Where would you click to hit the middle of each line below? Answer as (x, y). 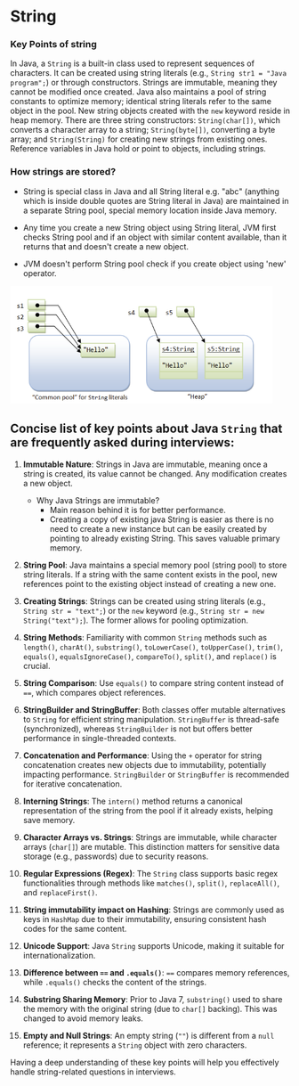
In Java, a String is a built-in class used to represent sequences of (132, 63)
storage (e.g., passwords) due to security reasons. (116, 856)
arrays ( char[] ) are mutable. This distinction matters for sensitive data (151, 846)
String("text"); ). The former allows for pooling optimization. (135, 620)
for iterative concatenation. (73, 784)
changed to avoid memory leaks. (83, 1018)
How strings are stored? (63, 172)
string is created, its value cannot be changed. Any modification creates (155, 473)
